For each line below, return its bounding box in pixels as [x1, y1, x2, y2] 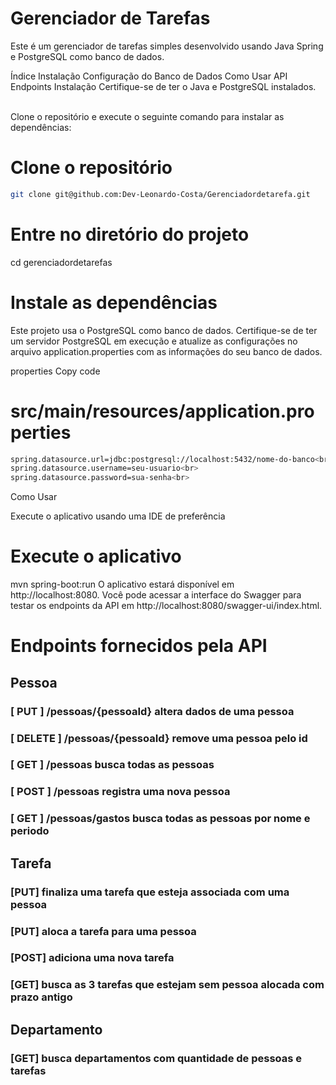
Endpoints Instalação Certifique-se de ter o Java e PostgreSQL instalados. [10, 80, 317, 92]
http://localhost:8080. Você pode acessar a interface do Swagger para [10, 589, 302, 601]
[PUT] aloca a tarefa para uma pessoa [10, 924, 197, 938]
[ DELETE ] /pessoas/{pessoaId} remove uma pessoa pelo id [10, 731, 308, 745]
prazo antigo [10, 990, 73, 1004]
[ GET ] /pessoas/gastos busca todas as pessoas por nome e [10, 812, 311, 826]
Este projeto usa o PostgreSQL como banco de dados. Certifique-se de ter [10, 324, 318, 336]
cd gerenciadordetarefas [10, 256, 113, 268]
